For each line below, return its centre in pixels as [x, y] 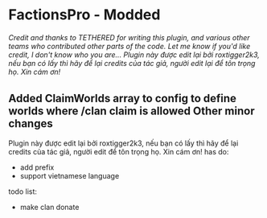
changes [31, 123]
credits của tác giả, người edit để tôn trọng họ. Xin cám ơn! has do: [119, 151]
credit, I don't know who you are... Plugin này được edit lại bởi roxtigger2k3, [134, 55]
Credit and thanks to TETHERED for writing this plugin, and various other [129, 37]
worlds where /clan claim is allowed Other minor [131, 111]
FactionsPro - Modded [84, 15]
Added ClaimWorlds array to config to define [123, 99]
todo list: [23, 191]
